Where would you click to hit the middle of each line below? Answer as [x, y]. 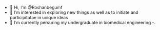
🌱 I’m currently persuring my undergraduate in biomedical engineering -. [82, 22]
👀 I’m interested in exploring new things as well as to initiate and [74, 12]
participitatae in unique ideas [39, 17]
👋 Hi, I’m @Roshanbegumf [36, 7]
